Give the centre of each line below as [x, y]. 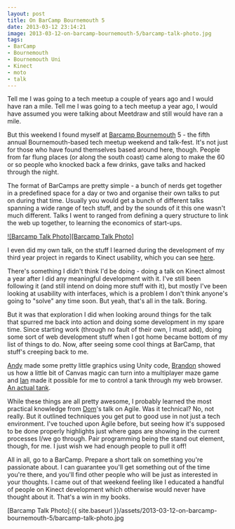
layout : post [26, 14]
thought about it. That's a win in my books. [69, 497]
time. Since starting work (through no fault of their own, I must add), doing [115, 330]
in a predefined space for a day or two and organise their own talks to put [113, 193]
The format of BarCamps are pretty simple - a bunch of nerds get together [115, 186]
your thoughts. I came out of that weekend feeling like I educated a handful [116, 482]
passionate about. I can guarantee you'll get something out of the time [109, 467]
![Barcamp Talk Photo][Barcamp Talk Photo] [71, 236]
